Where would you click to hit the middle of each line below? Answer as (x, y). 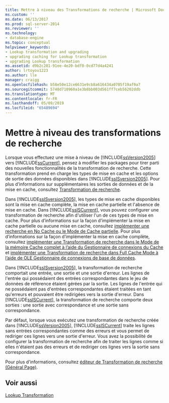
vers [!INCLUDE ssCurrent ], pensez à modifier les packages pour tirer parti (82, 163)
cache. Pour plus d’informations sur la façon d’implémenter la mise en (78, 220)
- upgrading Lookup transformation (43, 61)
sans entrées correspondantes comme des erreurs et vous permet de (77, 331)
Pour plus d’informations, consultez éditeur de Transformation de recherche (84, 362)
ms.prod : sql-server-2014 (32, 24)
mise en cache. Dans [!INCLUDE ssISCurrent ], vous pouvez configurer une (82, 210)
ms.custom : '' (20, 15)
